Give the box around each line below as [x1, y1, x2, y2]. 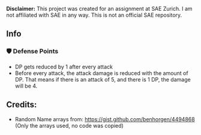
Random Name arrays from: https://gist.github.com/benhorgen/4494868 [14, 115, 195, 122]
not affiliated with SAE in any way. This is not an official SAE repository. [6, 11, 182, 19]
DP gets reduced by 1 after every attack [14, 63, 113, 70]
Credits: [6, 100, 37, 110]
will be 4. [14, 82, 38, 89]
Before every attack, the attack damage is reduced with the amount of [14, 69, 188, 77]
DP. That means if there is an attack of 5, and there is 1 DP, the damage [14, 76, 191, 83]
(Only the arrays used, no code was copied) [14, 122, 124, 129]
